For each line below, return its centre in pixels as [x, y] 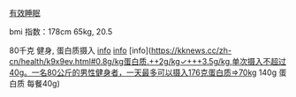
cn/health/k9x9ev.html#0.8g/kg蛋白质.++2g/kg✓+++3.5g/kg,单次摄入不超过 [148, 61]
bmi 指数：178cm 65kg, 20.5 [61, 32]
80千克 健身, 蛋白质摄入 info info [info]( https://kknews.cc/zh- [121, 50]
